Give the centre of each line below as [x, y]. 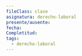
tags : [13, 38]
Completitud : [22, 33]
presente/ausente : [28, 22]
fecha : [14, 28]
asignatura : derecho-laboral [41, 17]
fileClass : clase [27, 11]
